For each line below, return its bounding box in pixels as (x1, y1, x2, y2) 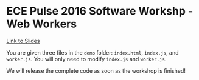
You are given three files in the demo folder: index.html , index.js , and (6, 48, 179, 56)
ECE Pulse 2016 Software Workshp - (6, 4, 194, 18)
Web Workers (6, 17, 77, 31)
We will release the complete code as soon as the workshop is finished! (6, 67, 186, 74)
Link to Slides (6, 37, 40, 44)
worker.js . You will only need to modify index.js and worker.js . (6, 55, 167, 62)
